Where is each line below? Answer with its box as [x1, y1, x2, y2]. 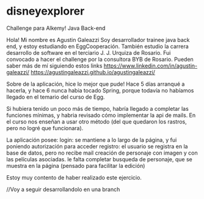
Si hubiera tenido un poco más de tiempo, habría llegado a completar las [6, 105, 189, 112]
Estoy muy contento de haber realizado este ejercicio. [6, 173, 142, 181]
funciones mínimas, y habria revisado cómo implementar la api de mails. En [6, 111, 196, 119]
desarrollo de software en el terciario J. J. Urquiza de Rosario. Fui [6, 49, 171, 56]
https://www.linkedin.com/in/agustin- [103, 62, 198, 69]
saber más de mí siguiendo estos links [6, 62, 103, 69]
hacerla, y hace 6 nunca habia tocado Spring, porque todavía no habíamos [6, 86, 194, 94]
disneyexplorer [6, 4, 85, 18]
